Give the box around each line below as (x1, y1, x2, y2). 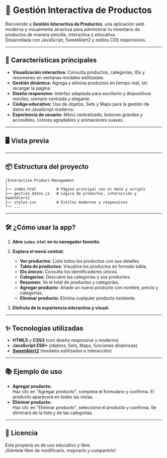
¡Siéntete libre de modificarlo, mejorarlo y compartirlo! (5, 447, 116, 453)
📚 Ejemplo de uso (5, 367, 62, 376)
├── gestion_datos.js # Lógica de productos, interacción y (5, 191, 137, 196)
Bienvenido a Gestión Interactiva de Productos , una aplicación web (5, 21, 145, 27)
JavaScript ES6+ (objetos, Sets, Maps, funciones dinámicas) (12, 342, 138, 348)
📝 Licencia (5, 429, 38, 438)
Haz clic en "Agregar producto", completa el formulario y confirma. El (12, 388, 154, 394)
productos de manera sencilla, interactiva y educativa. (5, 31, 116, 37)
